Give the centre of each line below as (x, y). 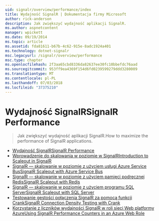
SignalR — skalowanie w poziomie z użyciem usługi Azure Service (79, 166)
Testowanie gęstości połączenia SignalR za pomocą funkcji (72, 198)
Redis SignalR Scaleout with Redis (46, 182)
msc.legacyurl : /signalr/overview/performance (54, 55)
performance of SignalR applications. (55, 141)
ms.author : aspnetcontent (32, 28)
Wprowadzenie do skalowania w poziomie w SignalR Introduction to (80, 156)
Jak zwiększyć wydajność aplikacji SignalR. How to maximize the (83, 136)
